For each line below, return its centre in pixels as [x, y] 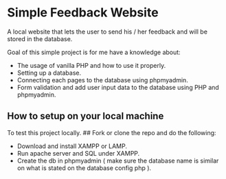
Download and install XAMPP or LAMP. [72, 146]
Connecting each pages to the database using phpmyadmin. [103, 80]
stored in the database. [40, 38]
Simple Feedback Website [83, 13]
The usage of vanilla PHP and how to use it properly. [91, 65]
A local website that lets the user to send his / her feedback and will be [108, 32]
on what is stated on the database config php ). [84, 168]
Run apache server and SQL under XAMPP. [78, 153]
